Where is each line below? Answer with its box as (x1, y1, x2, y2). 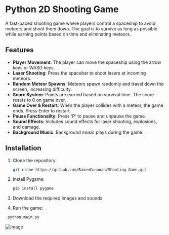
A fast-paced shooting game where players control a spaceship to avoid (5, 20, 156, 26)
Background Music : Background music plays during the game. (12, 129, 144, 135)
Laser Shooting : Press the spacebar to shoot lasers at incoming (12, 70, 146, 76)
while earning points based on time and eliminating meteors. (5, 31, 131, 37)
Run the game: (12, 205, 44, 211)
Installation (5, 144, 41, 152)
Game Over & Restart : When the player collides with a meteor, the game (12, 102, 163, 108)
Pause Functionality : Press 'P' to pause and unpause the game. (12, 113, 146, 119)
